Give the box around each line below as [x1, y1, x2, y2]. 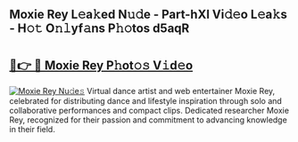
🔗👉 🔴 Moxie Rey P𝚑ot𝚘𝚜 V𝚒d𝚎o [9, 58, 194, 73]
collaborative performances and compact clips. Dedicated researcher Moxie [9, 106, 290, 115]
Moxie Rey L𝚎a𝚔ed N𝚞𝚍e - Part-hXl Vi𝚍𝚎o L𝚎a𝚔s [9, 7, 288, 22]
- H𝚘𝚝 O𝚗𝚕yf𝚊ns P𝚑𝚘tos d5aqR [9, 21, 190, 36]
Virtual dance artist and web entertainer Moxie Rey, [87, 86, 276, 96]
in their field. [9, 124, 55, 134]
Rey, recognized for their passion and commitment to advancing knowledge [9, 114, 287, 125]
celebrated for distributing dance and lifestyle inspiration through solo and [9, 96, 283, 106]
